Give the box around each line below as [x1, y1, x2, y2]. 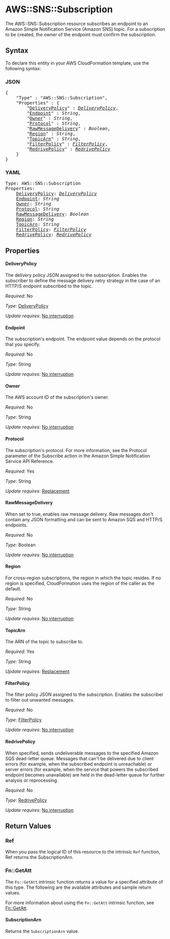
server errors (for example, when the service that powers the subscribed [5, 766, 158, 772]
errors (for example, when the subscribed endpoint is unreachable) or [5, 761, 152, 767]
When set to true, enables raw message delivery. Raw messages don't [5, 511, 153, 517]
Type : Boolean [5, 542, 36, 548]
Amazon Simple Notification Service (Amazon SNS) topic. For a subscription [5, 26, 165, 32]
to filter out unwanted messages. [5, 697, 75, 703]
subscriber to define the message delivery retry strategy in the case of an [5, 277, 160, 283]
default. [5, 585, 22, 591]
